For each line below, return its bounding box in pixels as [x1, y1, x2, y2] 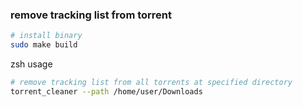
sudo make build [10, 40, 78, 50]
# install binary [10, 31, 83, 41]
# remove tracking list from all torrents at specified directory [10, 78, 293, 88]
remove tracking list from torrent [10, 8, 173, 22]
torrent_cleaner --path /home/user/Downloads [10, 86, 203, 97]
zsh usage [10, 58, 53, 70]
